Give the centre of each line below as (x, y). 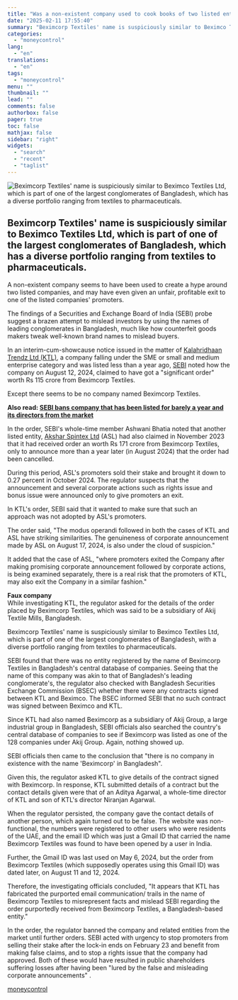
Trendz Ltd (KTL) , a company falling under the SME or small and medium (113, 357)
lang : (15, 47)
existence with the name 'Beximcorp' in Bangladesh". (85, 763)
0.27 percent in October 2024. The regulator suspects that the (98, 480)
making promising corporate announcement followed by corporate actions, (117, 566)
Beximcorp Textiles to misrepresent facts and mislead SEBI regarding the (114, 901)
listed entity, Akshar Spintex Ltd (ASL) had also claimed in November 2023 (116, 436)
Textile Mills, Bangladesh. (44, 618)
